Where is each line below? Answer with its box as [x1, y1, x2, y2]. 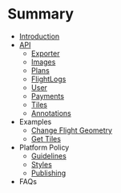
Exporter [30, 48, 60, 58]
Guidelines [30, 150, 67, 161]
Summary [7, 5, 74, 23]
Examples [18, 117, 52, 126]
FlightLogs [30, 74, 67, 84]
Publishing [30, 168, 67, 178]
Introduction [18, 31, 60, 41]
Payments [30, 91, 65, 101]
